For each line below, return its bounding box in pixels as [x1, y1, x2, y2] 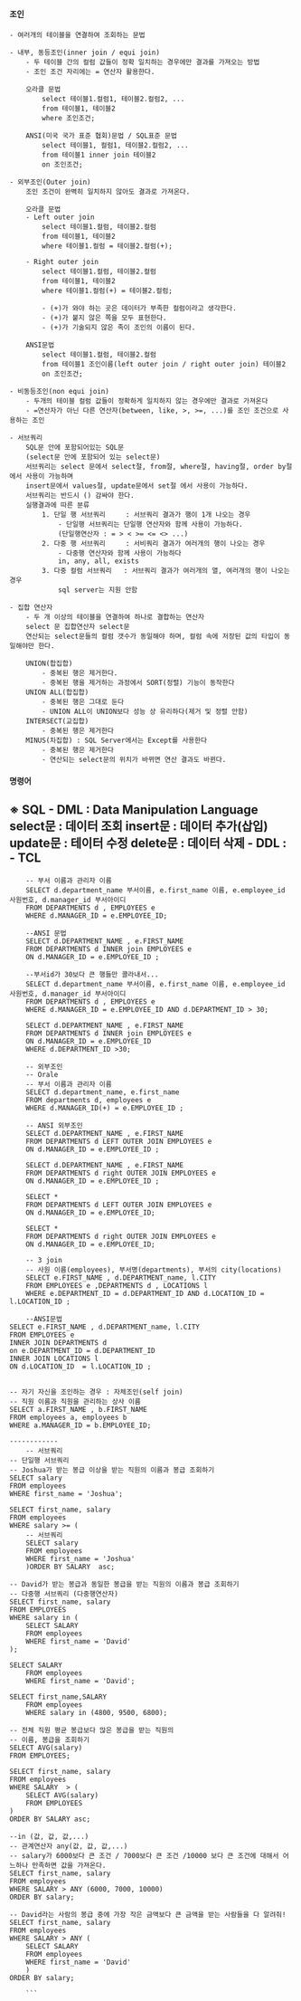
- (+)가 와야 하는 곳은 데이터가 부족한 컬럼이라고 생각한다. [42, 304, 237, 313]
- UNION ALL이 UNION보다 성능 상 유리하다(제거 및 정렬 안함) [42, 707, 249, 717]
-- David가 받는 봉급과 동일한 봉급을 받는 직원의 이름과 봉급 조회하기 [9, 1579, 240, 1588]
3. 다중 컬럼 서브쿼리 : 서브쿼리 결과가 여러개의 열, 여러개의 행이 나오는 [42, 567, 291, 576]
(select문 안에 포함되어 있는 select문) [25, 453, 161, 462]
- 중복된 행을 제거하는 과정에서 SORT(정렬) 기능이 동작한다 [42, 679, 235, 688]
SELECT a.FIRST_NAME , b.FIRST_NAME [9, 1405, 147, 1414]
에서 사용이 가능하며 [9, 472, 74, 481]
